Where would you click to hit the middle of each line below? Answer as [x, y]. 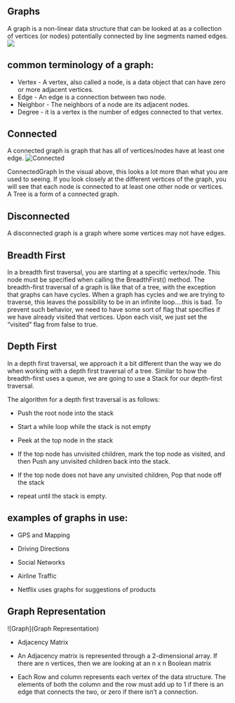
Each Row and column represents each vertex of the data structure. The [122, 676]
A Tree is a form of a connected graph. [63, 194]
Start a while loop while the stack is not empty [84, 426]
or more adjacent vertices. [55, 89]
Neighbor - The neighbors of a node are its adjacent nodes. [103, 104]
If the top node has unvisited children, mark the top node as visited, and [121, 454]
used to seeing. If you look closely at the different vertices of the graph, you [117, 179]
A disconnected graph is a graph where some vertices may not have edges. [117, 233]
